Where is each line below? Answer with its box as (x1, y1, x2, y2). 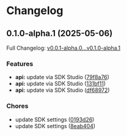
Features (6, 59, 34, 68)
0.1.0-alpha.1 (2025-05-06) (6, 28, 113, 39)
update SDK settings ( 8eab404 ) (15, 122, 96, 129)
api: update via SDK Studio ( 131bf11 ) (15, 80, 106, 88)
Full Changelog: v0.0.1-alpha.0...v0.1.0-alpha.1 (6, 44, 121, 51)
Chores (6, 102, 29, 110)
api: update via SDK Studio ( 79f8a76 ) (15, 74, 110, 81)
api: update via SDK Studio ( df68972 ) (15, 86, 110, 94)
